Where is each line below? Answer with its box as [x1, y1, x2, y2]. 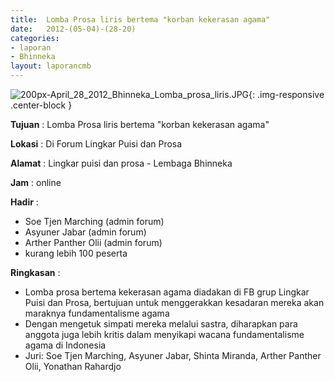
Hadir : [10, 196, 39, 208]
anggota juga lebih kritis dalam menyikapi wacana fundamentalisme [24, 329, 305, 340]
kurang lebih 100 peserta [24, 247, 128, 259]
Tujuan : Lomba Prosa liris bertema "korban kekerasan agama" [10, 119, 270, 130]
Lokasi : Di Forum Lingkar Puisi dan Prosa [10, 138, 183, 150]
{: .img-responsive [248, 89, 325, 100]
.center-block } [10, 99, 73, 111]
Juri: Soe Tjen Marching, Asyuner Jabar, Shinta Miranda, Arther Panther [24, 350, 322, 361]
